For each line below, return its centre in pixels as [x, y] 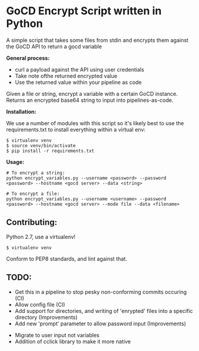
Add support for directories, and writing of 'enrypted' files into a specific [104, 310]
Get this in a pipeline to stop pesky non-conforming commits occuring [101, 292]
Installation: [21, 111]
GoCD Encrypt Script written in [84, 11]
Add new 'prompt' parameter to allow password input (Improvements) [100, 324]
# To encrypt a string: [36, 173]
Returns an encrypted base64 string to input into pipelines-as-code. [90, 100]
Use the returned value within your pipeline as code [78, 82]
